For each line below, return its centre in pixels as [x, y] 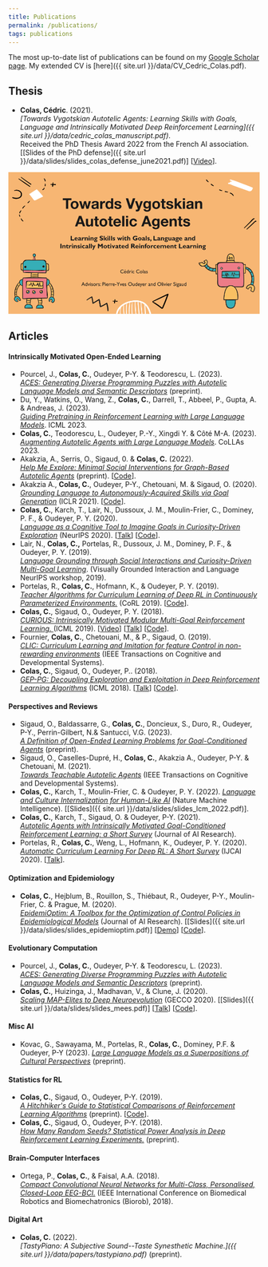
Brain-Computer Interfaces [54, 1158]
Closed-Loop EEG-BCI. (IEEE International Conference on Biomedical [133, 1193]
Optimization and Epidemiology [61, 878]
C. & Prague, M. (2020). [78, 904]
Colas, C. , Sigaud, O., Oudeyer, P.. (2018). [89, 671]
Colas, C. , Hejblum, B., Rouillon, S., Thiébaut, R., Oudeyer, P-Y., [124, 896]
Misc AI [21, 1027]
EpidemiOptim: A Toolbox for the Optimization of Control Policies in [130, 913]
